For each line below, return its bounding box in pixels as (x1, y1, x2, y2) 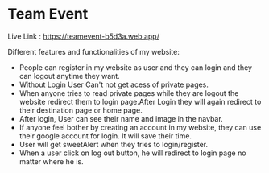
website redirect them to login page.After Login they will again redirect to (19, 97, 262, 106)
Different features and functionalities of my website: (7, 47, 180, 56)
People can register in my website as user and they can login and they (19, 62, 253, 72)
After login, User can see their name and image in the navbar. (19, 113, 223, 123)
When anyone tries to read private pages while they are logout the (19, 88, 239, 97)
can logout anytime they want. (19, 71, 120, 80)
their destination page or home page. (19, 105, 143, 115)
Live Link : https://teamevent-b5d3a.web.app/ (7, 31, 160, 41)
